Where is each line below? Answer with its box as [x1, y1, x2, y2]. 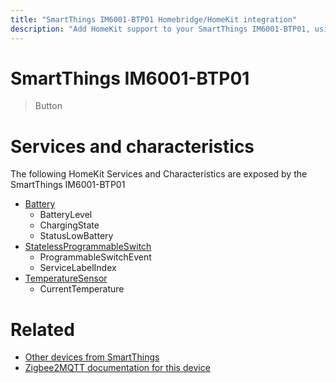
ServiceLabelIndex [39, 262, 117, 274]
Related [10, 318, 75, 341]
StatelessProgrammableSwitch [24, 241, 152, 253]
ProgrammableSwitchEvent [39, 251, 152, 263]
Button [34, 100, 63, 112]
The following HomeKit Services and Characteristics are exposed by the [10, 168, 308, 180]
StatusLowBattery [39, 230, 114, 242]
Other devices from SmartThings [24, 351, 160, 363]
